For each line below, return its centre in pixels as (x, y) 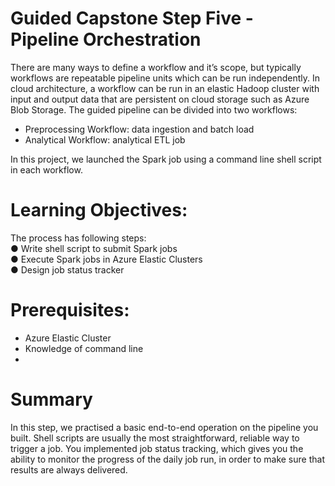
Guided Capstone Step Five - (132, 18)
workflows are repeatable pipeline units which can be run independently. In (165, 78)
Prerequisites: (70, 310)
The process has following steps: (78, 238)
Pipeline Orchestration (106, 39)
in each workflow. (46, 169)
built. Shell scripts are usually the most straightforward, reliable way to (155, 438)
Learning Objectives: (99, 210)
